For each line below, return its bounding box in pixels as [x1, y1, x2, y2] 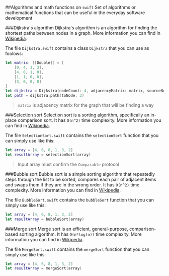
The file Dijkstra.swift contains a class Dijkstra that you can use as [5, 45, 149, 51]
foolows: [5, 50, 23, 56]
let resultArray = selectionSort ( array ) [5, 152, 92, 157]
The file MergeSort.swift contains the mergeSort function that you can [5, 246, 150, 252]
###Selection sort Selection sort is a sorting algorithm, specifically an [5, 112, 150, 118]
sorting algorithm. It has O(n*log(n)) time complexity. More [19, 231, 142, 237]
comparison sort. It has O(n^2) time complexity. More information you [17, 117, 161, 123]
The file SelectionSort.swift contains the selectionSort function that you [5, 132, 159, 138]
